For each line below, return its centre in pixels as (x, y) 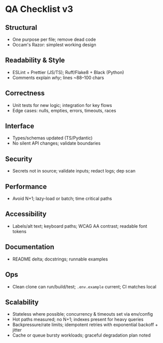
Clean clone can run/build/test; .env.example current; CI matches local (84, 286)
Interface (20, 126)
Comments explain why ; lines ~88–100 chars (58, 78)
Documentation (30, 247)
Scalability (22, 302)
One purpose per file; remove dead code (54, 39)
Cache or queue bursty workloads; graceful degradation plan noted (81, 335)
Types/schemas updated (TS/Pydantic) (52, 138)
